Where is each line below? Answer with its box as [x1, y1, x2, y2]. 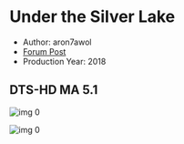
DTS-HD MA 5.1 [9, 82, 98, 98]
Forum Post [22, 46, 66, 57]
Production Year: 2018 [22, 56, 107, 67]
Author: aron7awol [22, 36, 92, 47]
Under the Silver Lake [9, 6, 176, 27]
